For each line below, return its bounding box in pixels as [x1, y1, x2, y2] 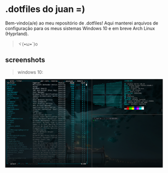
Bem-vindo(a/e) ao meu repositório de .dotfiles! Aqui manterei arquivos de [5, 20, 158, 26]
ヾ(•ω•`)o [17, 41, 38, 47]
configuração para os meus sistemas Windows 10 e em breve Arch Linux [5, 25, 155, 31]
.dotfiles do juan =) [5, 3, 85, 15]
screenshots [5, 56, 45, 64]
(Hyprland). [5, 30, 29, 36]
